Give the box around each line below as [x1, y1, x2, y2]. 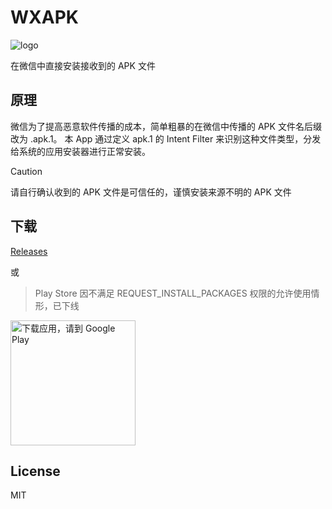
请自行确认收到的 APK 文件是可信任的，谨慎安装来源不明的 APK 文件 [10, 186, 292, 198]
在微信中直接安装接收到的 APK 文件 [10, 59, 156, 71]
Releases [10, 245, 48, 257]
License [10, 462, 61, 480]
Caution [10, 165, 43, 177]
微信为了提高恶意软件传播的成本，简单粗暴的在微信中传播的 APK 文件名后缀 [10, 120, 322, 132]
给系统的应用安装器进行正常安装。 [10, 145, 151, 157]
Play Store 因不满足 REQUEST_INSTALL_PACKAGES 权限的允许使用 [34, 287, 312, 299]
